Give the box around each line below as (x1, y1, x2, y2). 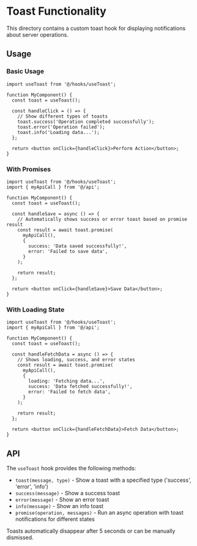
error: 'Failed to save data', (28, 248, 108, 255)
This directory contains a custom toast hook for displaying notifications (6, 24, 186, 32)
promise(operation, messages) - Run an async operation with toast (15, 509, 184, 517)
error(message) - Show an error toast (15, 496, 110, 503)
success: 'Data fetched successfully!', (28, 384, 133, 390)
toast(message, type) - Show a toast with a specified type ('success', (15, 476, 191, 484)
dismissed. (6, 534, 34, 541)
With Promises (6, 165, 51, 173)
